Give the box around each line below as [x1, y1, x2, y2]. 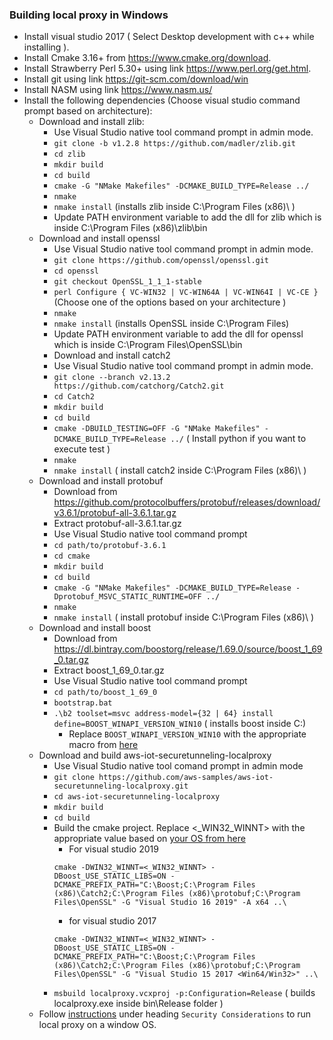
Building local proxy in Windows [9, 8, 169, 22]
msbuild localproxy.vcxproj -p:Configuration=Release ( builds [53, 987, 316, 999]
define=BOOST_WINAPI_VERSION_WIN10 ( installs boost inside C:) [53, 718, 307, 730]
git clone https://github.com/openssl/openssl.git [53, 256, 270, 266]
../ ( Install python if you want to [170, 433, 307, 445]
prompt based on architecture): [23, 105, 153, 117]
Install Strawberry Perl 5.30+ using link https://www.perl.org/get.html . [23, 63, 312, 75]
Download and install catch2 [53, 349, 171, 362]
